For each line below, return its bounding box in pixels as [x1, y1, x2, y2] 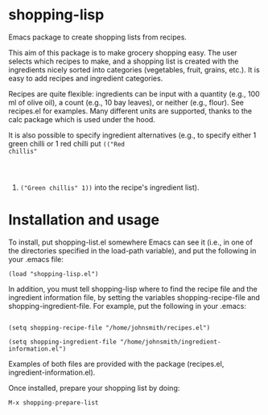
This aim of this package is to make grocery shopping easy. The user [8, 47, 237, 57]
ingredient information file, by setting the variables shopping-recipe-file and [8, 292, 260, 302]
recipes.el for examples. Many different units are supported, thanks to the [8, 106, 252, 116]
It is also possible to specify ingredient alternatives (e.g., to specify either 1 [8, 130, 257, 140]
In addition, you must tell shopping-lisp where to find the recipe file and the [8, 284, 258, 294]
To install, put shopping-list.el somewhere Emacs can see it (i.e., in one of [8, 237, 254, 247]
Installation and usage [8, 211, 159, 229]
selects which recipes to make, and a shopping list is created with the [8, 56, 239, 66]
